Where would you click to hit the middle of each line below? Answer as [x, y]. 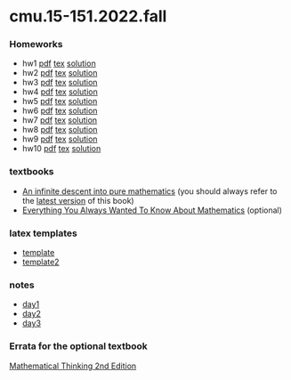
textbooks [32, 172]
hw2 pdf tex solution [60, 73]
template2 [40, 262]
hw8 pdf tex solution [60, 130]
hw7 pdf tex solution [60, 120]
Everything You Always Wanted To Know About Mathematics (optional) [152, 210]
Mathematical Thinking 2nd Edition [73, 366]
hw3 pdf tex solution [60, 83]
